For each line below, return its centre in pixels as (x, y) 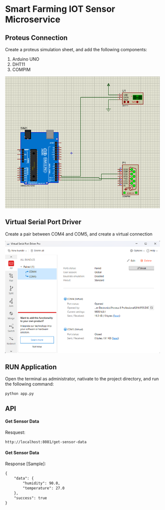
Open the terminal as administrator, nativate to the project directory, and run (82, 378)
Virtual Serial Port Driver (43, 222)
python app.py (20, 393)
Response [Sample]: (26, 464)
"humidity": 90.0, (41, 483)
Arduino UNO (26, 59)
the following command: (29, 384)
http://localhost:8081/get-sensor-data (46, 442)
